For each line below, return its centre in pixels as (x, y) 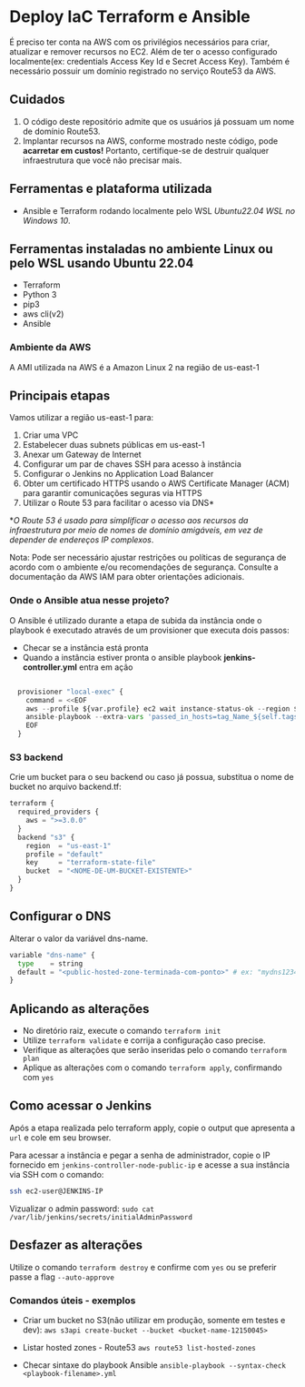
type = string (50, 963)
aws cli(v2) (43, 314)
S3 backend (36, 757)
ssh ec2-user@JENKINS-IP (56, 1191)
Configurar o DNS (60, 916)
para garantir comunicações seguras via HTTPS (112, 493)
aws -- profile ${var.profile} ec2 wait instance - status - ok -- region (158, 709)
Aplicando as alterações (79, 1009)
